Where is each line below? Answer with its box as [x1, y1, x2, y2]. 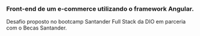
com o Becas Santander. [6, 24, 67, 31]
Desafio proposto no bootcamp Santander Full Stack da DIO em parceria [6, 18, 186, 25]
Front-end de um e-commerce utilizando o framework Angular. [6, 5, 194, 13]
